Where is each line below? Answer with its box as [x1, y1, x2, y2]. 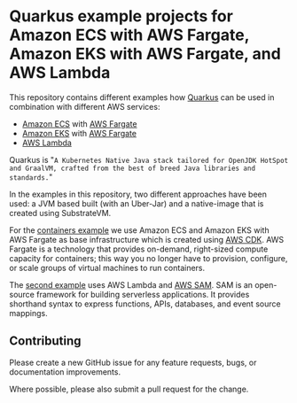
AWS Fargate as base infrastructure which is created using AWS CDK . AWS [9, 234, 285, 244]
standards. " [9, 171, 53, 182]
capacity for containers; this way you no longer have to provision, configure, [9, 252, 288, 263]
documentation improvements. [9, 366, 121, 377]
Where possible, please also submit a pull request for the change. [9, 384, 249, 394]
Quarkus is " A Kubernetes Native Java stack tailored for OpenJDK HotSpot [9, 154, 289, 165]
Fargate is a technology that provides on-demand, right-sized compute [9, 244, 269, 254]
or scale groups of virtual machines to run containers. [9, 262, 206, 273]
